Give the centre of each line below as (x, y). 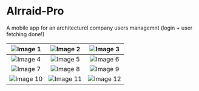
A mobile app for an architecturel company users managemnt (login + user (99, 28)
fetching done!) (25, 34)
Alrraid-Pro (35, 11)
